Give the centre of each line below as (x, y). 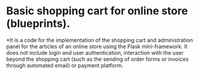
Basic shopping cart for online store (97, 11)
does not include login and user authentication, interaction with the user (95, 52)
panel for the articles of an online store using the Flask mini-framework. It (97, 46)
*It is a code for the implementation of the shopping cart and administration (99, 40)
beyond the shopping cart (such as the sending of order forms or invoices (97, 59)
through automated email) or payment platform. (65, 65)
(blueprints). (38, 24)
